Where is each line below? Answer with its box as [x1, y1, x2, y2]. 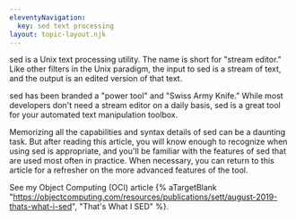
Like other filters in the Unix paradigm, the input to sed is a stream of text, [9, 63, 282, 74]
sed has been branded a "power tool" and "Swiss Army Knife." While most [9, 90, 284, 101]
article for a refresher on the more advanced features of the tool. [9, 165, 248, 175]
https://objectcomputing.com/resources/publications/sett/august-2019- [13, 191, 278, 202]
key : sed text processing [17, 21, 115, 30]
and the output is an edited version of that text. [9, 73, 183, 84]
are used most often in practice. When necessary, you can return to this [9, 156, 275, 166]
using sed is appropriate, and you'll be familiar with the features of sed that [9, 146, 287, 157]
